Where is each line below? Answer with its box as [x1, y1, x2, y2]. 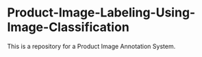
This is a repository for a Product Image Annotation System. [7, 42, 176, 50]
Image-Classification [7, 19, 130, 35]
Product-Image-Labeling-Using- [7, 5, 196, 21]
